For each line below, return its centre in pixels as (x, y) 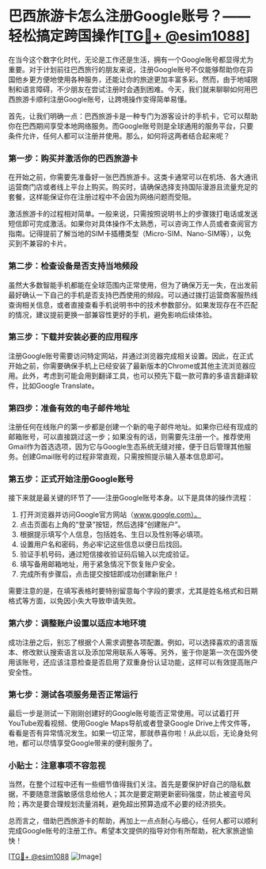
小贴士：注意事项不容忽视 (57, 765)
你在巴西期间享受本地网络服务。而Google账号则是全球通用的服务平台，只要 (131, 126)
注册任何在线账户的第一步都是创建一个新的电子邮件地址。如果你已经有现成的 (133, 427)
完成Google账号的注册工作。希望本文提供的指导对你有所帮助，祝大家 (121, 831)
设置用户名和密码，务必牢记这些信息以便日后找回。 (103, 545)
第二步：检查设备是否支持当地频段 (73, 266)
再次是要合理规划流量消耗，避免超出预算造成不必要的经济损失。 (126, 804)
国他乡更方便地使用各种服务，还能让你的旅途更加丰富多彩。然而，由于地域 (129, 79)
